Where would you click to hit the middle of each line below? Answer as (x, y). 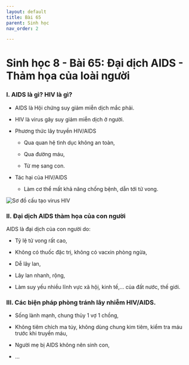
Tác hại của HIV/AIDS (41, 177)
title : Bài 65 (24, 17)
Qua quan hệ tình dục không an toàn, (69, 142)
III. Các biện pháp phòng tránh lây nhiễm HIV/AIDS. (81, 302)
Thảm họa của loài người (68, 76)
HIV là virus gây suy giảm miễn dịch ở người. (69, 119)
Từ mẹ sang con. (44, 166)
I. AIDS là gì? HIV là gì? (39, 95)
